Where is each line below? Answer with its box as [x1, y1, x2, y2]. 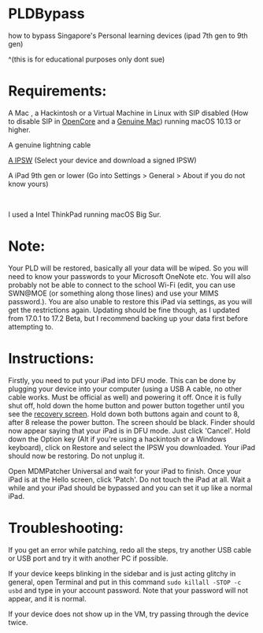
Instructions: [8, 350, 94, 367]
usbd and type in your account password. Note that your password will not [8, 585, 249, 595]
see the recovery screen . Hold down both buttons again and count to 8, [8, 409, 240, 419]
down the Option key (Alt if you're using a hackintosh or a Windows [8, 434, 227, 444]
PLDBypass [8, 5, 85, 23]
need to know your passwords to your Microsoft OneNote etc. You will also [8, 271, 251, 281]
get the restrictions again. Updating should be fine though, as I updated [8, 305, 240, 315]
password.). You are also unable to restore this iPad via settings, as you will [8, 296, 253, 306]
